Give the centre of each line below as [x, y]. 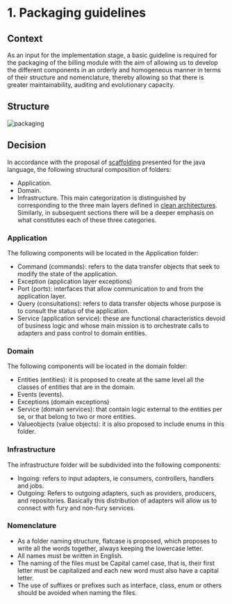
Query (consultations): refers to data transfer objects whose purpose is [119, 303]
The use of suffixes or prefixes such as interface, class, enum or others [119, 585]
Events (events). [40, 395]
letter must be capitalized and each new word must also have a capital [118, 570]
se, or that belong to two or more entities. [76, 417]
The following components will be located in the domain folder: [97, 366]
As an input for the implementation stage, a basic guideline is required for [112, 55]
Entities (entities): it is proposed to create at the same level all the [110, 380]
